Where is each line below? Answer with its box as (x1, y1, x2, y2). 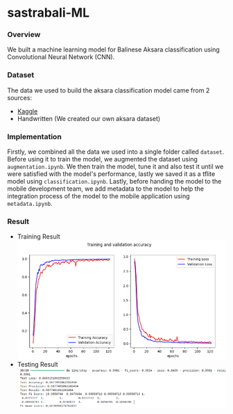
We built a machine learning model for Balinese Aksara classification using (7, 45, 220, 54)
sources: (7, 93, 33, 102)
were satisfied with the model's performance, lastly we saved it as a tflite (7, 170, 216, 178)
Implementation (7, 132, 62, 141)
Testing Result (17, 360, 58, 369)
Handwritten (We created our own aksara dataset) (17, 114, 161, 122)
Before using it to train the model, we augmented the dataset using (7, 155, 198, 164)
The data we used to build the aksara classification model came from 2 (7, 86, 210, 95)
